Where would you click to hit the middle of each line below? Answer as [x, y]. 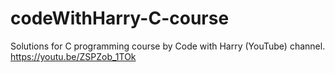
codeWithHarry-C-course [120, 18]
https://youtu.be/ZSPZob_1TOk [73, 56]
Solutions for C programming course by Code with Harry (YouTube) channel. [168, 46]
